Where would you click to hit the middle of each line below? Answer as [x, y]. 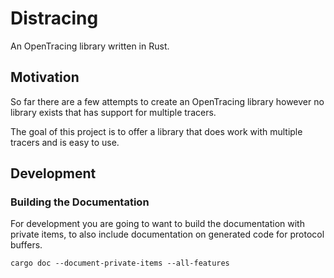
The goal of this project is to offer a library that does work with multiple [156, 131]
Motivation [45, 77]
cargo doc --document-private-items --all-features [120, 263]
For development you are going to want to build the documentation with [157, 224]
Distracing [54, 18]
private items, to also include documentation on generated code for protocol [167, 234]
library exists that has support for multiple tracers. [113, 112]
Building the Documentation [80, 202]
